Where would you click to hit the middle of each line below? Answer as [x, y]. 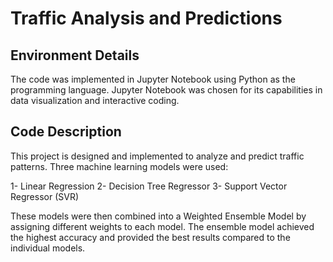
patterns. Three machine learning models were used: [119, 166]
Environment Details [75, 55]
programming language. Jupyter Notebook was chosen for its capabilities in [166, 90]
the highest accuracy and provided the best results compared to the [150, 237]
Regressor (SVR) [44, 196]
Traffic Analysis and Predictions [146, 18]
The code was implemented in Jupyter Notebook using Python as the [153, 79]
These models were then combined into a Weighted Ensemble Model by [158, 216]
